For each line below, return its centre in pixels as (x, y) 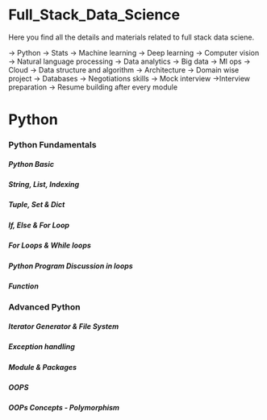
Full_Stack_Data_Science (94, 15)
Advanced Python (44, 307)
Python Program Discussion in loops (71, 266)
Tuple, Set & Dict (37, 205)
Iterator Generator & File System (64, 326)
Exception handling (42, 347)
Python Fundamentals (52, 145)
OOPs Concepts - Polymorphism (64, 408)
